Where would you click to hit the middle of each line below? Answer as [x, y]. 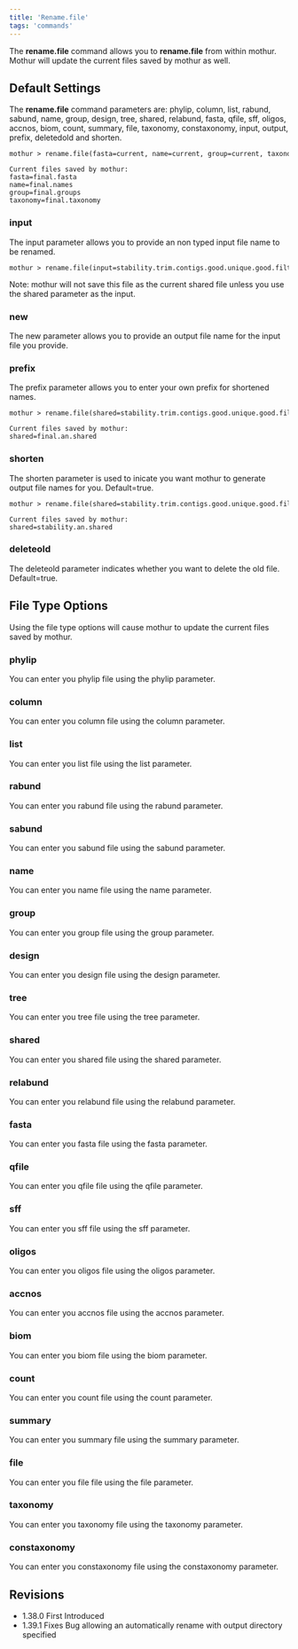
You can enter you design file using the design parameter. [115, 974]
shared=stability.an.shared [61, 527]
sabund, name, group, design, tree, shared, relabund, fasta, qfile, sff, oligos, [148, 119]
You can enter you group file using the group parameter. [112, 933]
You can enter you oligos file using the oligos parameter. [112, 1271]
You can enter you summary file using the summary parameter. [124, 1440]
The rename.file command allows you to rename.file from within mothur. [143, 51]
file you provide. [39, 345]
